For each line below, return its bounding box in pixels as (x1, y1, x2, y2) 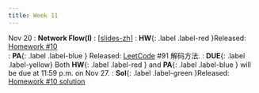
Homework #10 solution (8, 76, 86, 86)
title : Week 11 (8, 11, 59, 20)
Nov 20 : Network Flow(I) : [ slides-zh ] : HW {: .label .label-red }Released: (8, 33, 247, 43)
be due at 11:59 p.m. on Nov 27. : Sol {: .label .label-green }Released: (8, 68, 230, 77)
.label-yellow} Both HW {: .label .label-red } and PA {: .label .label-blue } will (8, 60, 252, 69)
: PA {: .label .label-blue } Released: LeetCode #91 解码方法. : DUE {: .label (8, 50, 246, 60)
